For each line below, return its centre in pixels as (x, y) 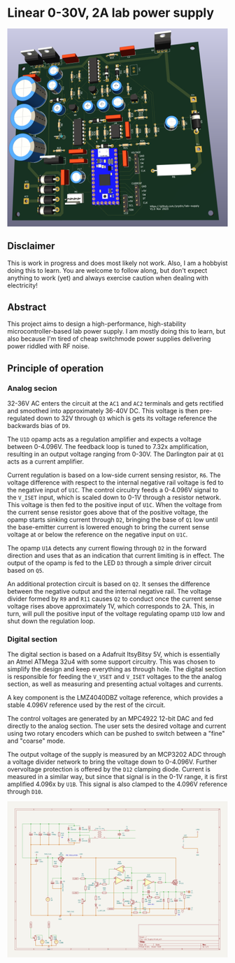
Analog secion (32, 388)
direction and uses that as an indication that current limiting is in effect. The (116, 556)
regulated (21, 418)
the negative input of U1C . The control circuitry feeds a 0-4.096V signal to (113, 490)
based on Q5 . (26, 571)
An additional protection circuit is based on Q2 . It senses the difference (109, 584)
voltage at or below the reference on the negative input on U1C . (98, 535)
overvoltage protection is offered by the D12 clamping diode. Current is (109, 769)
